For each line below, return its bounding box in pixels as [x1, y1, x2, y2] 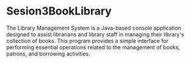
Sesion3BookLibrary [6, 4, 112, 18]
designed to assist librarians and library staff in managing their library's [6, 30, 185, 38]
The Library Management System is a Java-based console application [6, 24, 182, 31]
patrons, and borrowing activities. [6, 50, 90, 57]
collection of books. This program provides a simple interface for [6, 37, 169, 44]
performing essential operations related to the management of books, [6, 44, 180, 51]
